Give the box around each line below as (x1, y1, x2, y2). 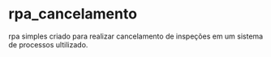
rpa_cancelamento (8, 5, 138, 23)
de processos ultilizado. (8, 39, 88, 49)
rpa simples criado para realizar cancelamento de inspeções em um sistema (8, 31, 264, 41)
